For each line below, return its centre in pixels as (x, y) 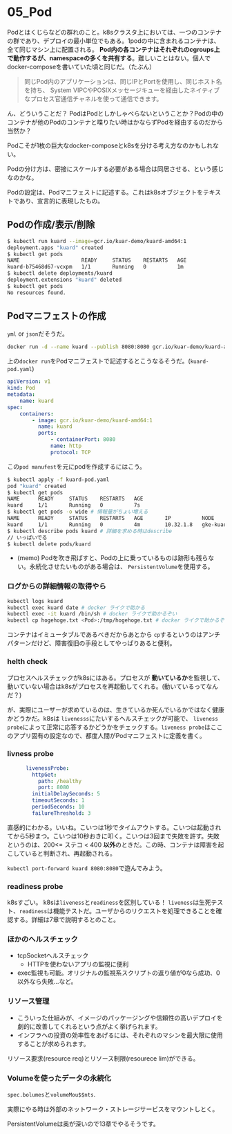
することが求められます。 (53, 1043)
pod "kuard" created (37, 486)
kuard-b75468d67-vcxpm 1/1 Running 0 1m (96, 267)
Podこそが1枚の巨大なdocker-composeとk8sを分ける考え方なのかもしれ (110, 145)
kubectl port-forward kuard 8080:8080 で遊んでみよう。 (87, 868)
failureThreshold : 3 (61, 813)
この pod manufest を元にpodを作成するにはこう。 (77, 466)
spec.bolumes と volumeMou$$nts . (51, 1095)
